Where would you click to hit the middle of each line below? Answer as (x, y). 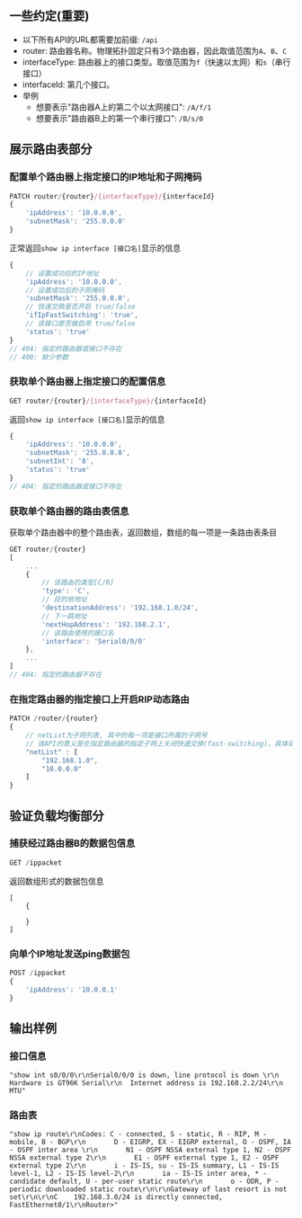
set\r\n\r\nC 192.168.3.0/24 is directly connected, (116, 1197)
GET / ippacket (36, 862)
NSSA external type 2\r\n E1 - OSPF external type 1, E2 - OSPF (144, 1158)
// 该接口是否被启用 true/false (80, 324)
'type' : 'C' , (66, 591)
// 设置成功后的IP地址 (62, 273)
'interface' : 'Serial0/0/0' (94, 641)
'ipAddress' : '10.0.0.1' (72, 990)
